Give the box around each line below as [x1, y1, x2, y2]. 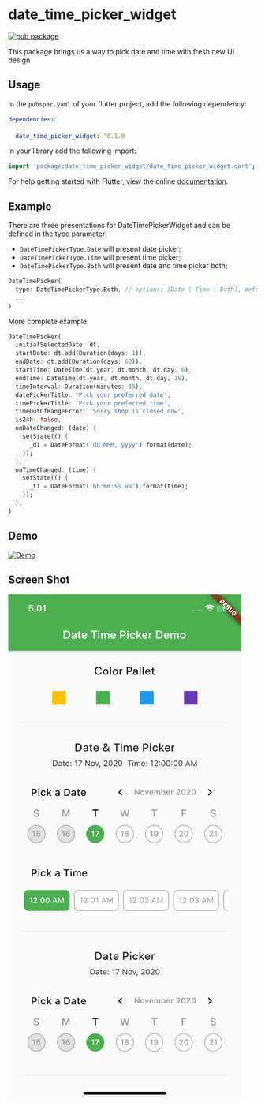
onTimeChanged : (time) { [15, 465, 97, 474]
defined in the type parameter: [8, 229, 108, 238]
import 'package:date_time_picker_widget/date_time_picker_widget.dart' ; [8, 163, 256, 170]
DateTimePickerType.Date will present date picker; [19, 245, 181, 254]
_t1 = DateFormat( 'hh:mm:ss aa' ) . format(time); [28, 483, 189, 491]
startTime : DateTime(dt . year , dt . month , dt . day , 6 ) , [15, 366, 192, 374]
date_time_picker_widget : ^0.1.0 [15, 132, 125, 140]
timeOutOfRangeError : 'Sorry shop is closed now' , [15, 408, 185, 416]
